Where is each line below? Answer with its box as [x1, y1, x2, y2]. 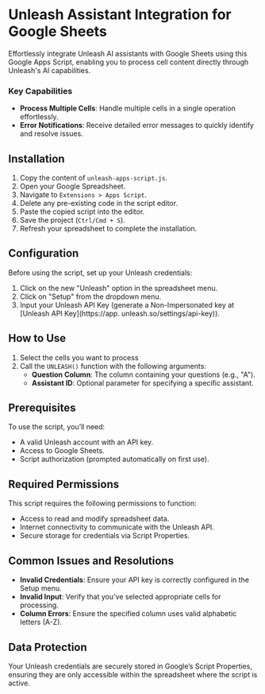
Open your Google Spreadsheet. [19, 181, 126, 192]
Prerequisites [8, 401, 76, 415]
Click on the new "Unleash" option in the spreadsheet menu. [19, 283, 218, 293]
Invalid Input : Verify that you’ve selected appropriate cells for [19, 592, 221, 602]
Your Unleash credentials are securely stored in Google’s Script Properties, [8, 661, 252, 671]
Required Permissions [8, 477, 120, 490]
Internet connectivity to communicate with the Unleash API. [19, 522, 214, 532]
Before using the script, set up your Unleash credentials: [8, 268, 193, 277]
